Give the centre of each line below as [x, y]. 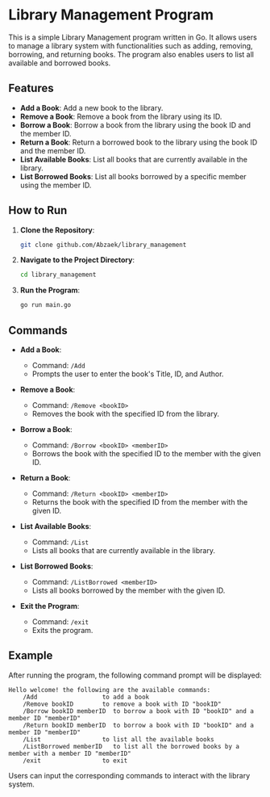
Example [31, 656]
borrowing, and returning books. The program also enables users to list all [131, 54]
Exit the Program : [50, 606]
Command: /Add [59, 365]
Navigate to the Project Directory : [77, 260]
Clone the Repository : [57, 230]
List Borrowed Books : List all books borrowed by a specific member [133, 176]
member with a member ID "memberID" [70, 753]
